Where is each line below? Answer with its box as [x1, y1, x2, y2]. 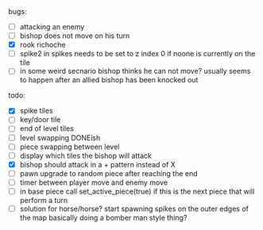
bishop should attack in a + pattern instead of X [19, 159, 176, 169]
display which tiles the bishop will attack [19, 151, 153, 160]
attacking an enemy [19, 22, 85, 31]
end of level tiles [19, 124, 74, 133]
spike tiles [19, 106, 53, 116]
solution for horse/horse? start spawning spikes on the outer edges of [19, 204, 249, 213]
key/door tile [19, 115, 61, 125]
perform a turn [19, 195, 68, 205]
